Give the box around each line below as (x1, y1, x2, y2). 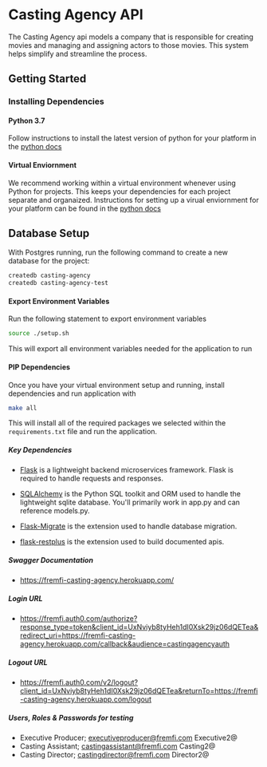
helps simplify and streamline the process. (8, 49, 147, 58)
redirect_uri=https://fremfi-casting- (19, 631, 136, 640)
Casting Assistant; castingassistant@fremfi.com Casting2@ (19, 741, 216, 751)
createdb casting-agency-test (8, 279, 109, 287)
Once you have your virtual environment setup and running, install (8, 380, 225, 389)
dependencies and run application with (8, 389, 137, 398)
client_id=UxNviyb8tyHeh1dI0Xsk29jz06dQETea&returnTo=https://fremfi (19, 686, 258, 696)
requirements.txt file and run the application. (8, 427, 158, 437)
